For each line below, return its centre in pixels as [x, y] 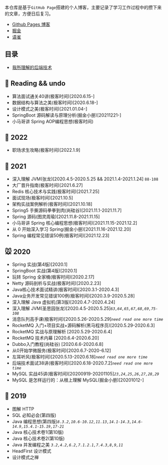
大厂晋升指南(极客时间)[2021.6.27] [48, 185]
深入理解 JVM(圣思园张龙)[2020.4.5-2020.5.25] [61, 309]
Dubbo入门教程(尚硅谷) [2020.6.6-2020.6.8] [58, 344]
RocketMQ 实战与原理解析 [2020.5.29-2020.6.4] [62, 332]
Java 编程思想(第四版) [35, 421]
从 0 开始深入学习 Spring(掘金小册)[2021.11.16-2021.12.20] [71, 229]
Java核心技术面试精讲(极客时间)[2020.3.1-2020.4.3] [65, 290]
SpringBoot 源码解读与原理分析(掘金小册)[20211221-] [67, 115]
